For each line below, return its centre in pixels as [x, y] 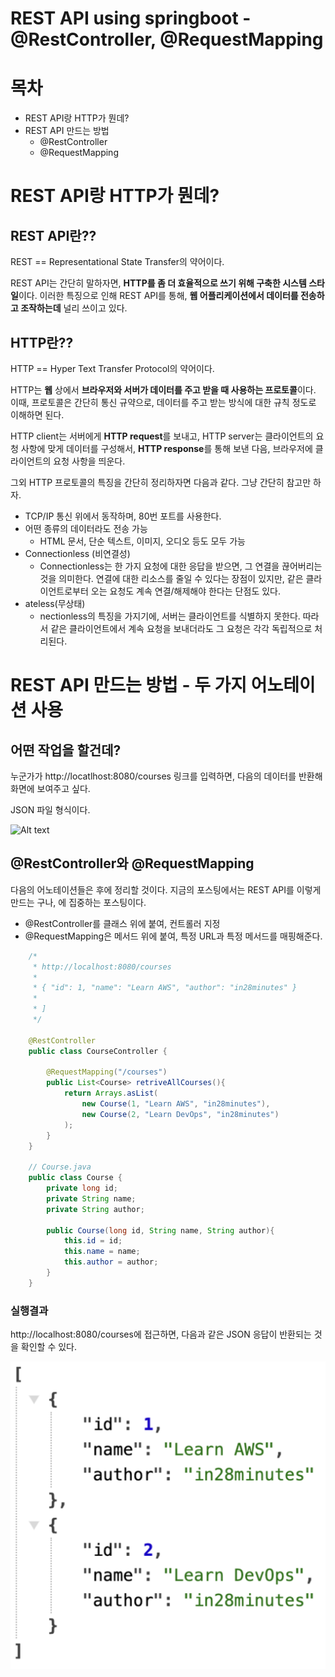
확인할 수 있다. [49, 1347]
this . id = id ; [93, 1241]
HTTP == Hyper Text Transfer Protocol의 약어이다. [112, 368]
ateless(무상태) [55, 603]
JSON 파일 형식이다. [50, 809]
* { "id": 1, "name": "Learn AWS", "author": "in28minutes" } [165, 988]
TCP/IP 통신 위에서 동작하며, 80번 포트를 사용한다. [123, 516]
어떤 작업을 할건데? [66, 750]
